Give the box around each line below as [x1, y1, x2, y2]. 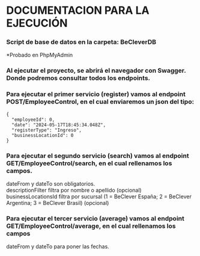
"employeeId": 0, [11, 117, 55, 123]
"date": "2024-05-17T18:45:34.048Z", [11, 121, 106, 128]
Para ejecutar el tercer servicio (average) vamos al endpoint [6, 214, 185, 222]
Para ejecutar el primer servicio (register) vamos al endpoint [6, 90, 186, 99]
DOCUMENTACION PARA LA [6, 4, 150, 17]
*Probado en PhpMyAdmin [6, 52, 73, 59]
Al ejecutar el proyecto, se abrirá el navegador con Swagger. [6, 67, 186, 75]
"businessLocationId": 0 [11, 132, 74, 138]
